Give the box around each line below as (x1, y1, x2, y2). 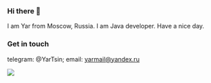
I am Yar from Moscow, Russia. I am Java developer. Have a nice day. (7, 22, 205, 30)
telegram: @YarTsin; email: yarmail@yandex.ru (7, 55, 140, 63)
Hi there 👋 (7, 6, 42, 16)
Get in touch (7, 39, 50, 49)
